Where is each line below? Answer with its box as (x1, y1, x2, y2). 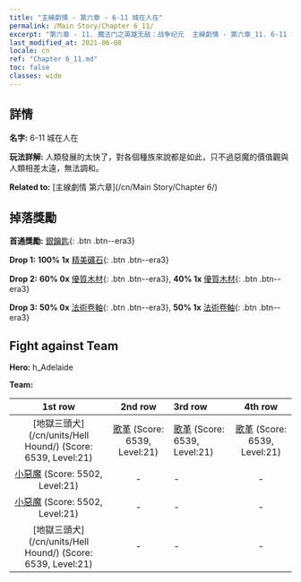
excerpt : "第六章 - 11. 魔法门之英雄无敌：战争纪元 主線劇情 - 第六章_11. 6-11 (9, 30, 288, 39)
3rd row (173, 400, 208, 413)
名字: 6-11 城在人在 (9, 132, 79, 143)
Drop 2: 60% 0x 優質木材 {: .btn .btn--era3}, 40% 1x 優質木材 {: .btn (9, 274, 258, 285)
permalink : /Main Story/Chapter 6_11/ (9, 21, 154, 30)
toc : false (9, 64, 50, 73)
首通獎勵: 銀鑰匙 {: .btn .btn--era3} (9, 235, 136, 246)
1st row (41, 400, 76, 413)
